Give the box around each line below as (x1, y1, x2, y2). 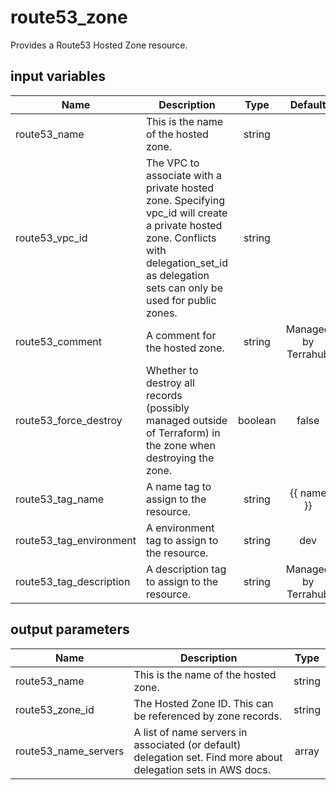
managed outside (145, 413, 228, 427)
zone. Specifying (145, 193, 225, 207)
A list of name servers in (133, 725, 248, 739)
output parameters (10, 621, 130, 638)
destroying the (145, 451, 215, 465)
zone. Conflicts (145, 231, 217, 245)
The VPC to (145, 156, 200, 170)
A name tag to (145, 479, 212, 493)
